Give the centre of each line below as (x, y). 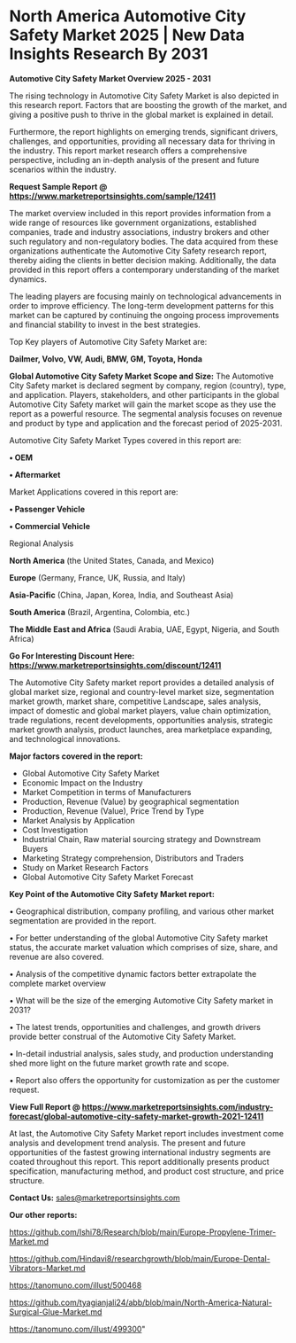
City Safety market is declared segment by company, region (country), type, (148, 385)
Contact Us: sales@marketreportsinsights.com (95, 1198)
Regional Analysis (42, 543)
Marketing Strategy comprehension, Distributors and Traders (133, 858)
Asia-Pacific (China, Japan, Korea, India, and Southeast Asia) (121, 595)
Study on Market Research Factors (85, 867)
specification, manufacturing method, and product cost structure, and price (147, 1171)
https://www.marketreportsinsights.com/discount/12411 (115, 665)
